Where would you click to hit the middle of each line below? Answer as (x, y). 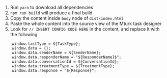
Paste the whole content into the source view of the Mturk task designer (86, 23)
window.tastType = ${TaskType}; (46, 44)
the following (24, 34)
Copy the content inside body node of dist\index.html (67, 18)
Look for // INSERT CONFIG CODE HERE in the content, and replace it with (85, 29)
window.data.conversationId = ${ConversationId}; (66, 62)
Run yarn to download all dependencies (51, 7)
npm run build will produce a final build (51, 13)
